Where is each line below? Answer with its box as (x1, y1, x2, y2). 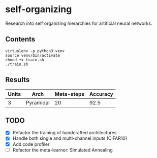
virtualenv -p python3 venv (5, 48, 65, 54)
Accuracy (89, 90, 113, 97)
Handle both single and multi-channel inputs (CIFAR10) (12, 135, 128, 141)
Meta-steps (54, 90, 85, 97)
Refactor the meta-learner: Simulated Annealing (12, 147, 113, 153)
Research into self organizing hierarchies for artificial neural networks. (5, 20, 152, 26)
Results (5, 75, 30, 84)
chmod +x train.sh (5, 57, 44, 62)
